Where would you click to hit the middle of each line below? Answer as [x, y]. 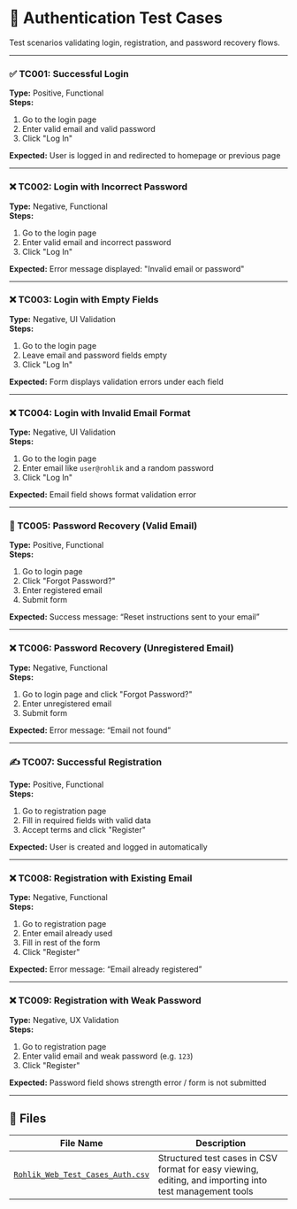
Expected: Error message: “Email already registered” [106, 969]
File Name [82, 1144]
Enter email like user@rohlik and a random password [118, 468]
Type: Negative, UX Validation [64, 1020]
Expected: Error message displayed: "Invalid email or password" [127, 268]
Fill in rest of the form [61, 943]
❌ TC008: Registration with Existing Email [101, 878]
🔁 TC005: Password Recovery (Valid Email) [103, 526]
